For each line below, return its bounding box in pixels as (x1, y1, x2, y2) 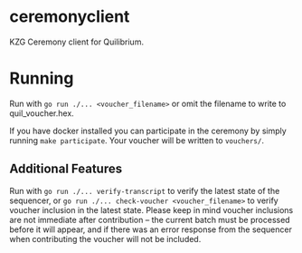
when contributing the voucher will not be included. (9, 233, 202, 244)
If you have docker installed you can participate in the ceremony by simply (9, 125, 287, 136)
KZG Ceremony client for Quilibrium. (9, 36, 145, 47)
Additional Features (9, 161, 123, 177)
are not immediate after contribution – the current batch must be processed (9, 214, 291, 225)
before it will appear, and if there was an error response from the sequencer (9, 224, 292, 235)
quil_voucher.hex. (9, 107, 74, 119)
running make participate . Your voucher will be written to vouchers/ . (9, 134, 265, 146)
